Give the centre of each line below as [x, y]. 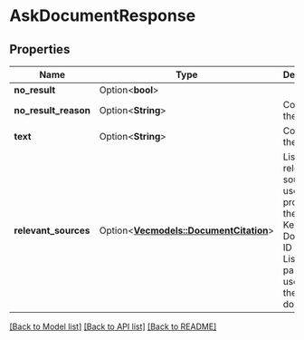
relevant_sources [52, 230]
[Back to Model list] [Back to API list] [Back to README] [113, 326]
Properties [40, 49]
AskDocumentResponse [103, 16]
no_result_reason [52, 110]
